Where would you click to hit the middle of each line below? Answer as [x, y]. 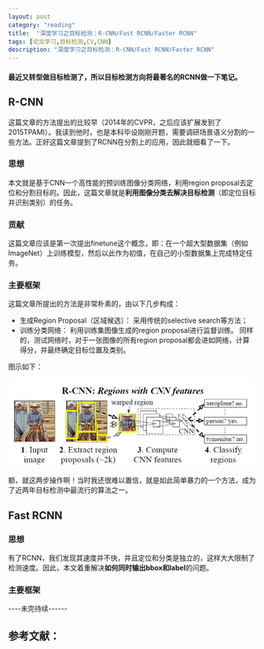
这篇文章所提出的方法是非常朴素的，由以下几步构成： [94, 304]
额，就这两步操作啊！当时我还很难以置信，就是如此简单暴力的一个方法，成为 [132, 481]
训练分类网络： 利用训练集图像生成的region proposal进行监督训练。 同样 [136, 330]
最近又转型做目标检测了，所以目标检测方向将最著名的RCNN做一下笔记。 [125, 77]
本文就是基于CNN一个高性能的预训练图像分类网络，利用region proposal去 [127, 183]
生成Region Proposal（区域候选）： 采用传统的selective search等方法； [134, 321]
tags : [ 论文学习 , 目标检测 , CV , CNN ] [60, 42]
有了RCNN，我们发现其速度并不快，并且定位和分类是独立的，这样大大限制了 [132, 558]
